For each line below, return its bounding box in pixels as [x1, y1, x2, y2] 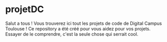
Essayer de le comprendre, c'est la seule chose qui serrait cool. [5, 31, 138, 37]
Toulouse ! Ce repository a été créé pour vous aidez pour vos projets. [5, 25, 151, 31]
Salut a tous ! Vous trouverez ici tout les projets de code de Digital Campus [5, 20, 162, 26]
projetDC [5, 4, 44, 15]
